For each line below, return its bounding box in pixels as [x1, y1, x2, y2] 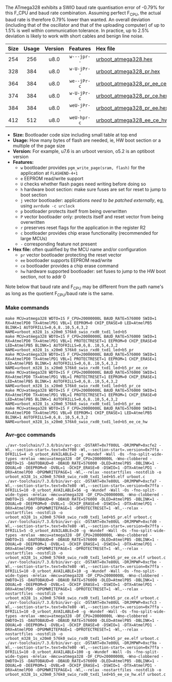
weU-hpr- [69, 115, 91, 120]
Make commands [5, 304, 50, 311]
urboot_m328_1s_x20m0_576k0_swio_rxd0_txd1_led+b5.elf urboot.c [5, 474, 145, 479]
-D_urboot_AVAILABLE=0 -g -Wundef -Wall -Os [30, 609, 127, 614]
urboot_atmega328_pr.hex [96, 68, 160, 75]
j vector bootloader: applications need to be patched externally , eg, [20, 197, 164, 203]
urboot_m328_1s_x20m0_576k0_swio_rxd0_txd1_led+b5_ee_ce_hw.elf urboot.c [5, 672, 166, 677]
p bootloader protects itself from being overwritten [20, 208, 127, 214]
